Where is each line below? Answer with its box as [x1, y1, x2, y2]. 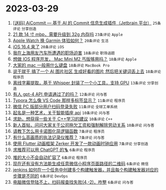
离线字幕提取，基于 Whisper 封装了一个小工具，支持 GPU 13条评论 [12, 79, 146, 85]
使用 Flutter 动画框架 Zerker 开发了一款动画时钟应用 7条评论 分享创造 [12, 140, 149, 146]
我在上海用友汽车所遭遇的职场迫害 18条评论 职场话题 [12, 50, 115, 56]
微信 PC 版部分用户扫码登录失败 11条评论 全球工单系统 [12, 103, 118, 109]
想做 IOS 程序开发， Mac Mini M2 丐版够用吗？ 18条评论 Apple [12, 56, 137, 62]
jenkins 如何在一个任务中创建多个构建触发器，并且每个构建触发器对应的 [12, 166, 159, 173]
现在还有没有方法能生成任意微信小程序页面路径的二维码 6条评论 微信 [12, 160, 149, 166]
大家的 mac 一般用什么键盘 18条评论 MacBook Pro [12, 62, 110, 68]
